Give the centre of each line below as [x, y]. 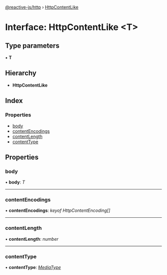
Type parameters [32, 46]
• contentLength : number [32, 239]
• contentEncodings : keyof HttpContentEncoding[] [58, 210]
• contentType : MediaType [33, 268]
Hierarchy [21, 73]
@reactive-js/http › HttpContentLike [42, 7]
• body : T [15, 182]
